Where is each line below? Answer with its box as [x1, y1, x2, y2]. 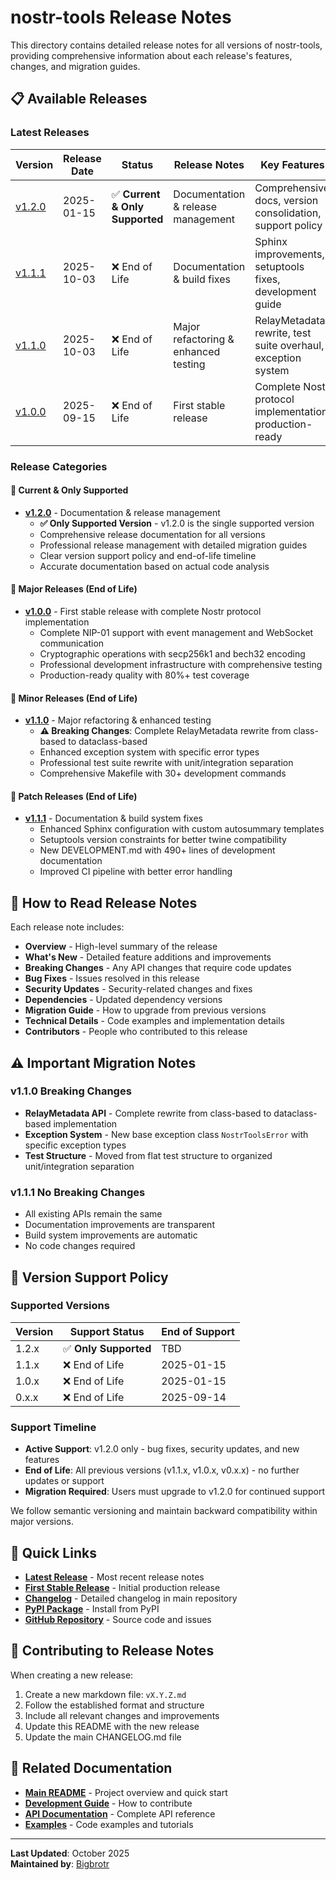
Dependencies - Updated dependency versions [24, 994, 223, 1006]
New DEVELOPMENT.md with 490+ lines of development [39, 844, 276, 856]
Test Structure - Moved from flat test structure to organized [24, 1149, 273, 1161]
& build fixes [173, 272, 231, 286]
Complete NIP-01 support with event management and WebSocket [39, 626, 314, 638]
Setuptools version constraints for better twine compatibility [39, 834, 287, 846]
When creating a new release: [10, 1669, 134, 1681]
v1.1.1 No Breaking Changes [10, 1185, 146, 1199]
